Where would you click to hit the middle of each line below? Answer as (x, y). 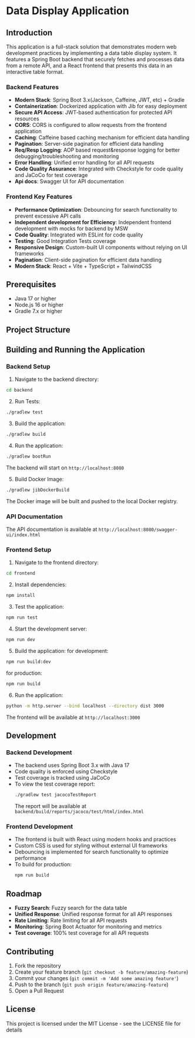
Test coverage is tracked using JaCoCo (62, 778)
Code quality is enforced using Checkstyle (66, 771)
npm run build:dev (28, 662)
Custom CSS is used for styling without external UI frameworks (91, 846)
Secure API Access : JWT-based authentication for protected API (93, 113)
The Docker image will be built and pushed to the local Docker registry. (92, 501)
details (14, 1030)
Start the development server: (51, 629)
